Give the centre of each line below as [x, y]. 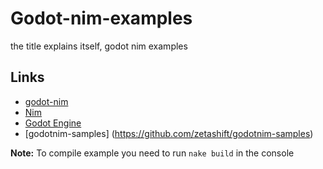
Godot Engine [53, 123]
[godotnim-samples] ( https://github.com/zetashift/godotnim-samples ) [169, 133]
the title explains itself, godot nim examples [99, 46]
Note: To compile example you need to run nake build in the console [152, 153]
